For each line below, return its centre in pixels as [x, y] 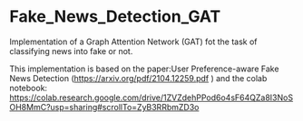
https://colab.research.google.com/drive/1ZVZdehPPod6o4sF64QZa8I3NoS [151, 98]
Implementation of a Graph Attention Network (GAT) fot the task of [133, 42]
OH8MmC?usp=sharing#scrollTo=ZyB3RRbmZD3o [104, 107]
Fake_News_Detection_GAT [115, 17]
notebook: [29, 88]
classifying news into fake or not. [71, 51]
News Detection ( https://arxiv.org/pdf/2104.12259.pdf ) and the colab [138, 78]
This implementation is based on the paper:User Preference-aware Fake [144, 69]
